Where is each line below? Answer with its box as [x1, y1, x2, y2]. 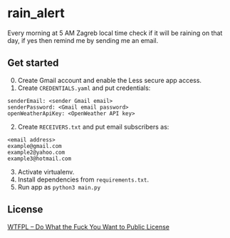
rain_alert [7, 5, 66, 21]
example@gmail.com [7, 142, 62, 149]
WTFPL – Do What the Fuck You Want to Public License [7, 222, 169, 231]
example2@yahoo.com [7, 149, 66, 156]
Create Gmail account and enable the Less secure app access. [17, 76, 202, 84]
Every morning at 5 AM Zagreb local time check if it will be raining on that [7, 29, 223, 37]
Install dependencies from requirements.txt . [17, 175, 150, 184]
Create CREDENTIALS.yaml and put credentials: [17, 84, 151, 92]
